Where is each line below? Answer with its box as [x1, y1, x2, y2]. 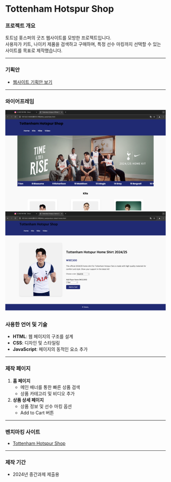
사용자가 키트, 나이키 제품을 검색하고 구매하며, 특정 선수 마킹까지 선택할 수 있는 [5, 41, 161, 47]
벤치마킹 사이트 [5, 428, 41, 436]
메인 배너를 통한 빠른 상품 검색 [20, 384, 80, 390]
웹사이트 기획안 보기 [12, 79, 52, 85]
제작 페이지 [5, 365, 31, 372]
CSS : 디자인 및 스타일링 [12, 340, 60, 346]
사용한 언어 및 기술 [5, 321, 48, 328]
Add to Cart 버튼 [20, 409, 54, 416]
